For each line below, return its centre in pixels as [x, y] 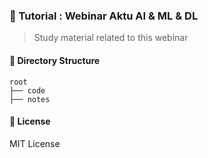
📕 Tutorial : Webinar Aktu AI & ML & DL [104, 16]
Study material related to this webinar [111, 38]
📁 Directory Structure [55, 60]
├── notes [30, 99]
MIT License [35, 143]
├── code [27, 90]
